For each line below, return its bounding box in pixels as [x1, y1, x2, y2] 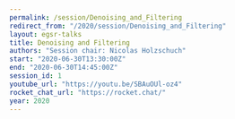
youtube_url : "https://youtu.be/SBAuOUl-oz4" [9, 80, 182, 89]
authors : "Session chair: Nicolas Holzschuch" [9, 47, 187, 55]
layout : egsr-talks [9, 30, 83, 38]
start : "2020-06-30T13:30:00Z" [9, 55, 126, 64]
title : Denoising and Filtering [9, 38, 130, 47]
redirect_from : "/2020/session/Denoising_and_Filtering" [9, 21, 227, 30]
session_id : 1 [9, 72, 63, 81]
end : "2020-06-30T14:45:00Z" [9, 64, 118, 72]
